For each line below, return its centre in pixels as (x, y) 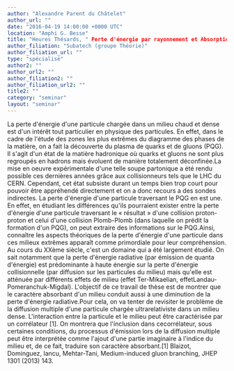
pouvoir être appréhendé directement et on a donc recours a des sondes (112, 190)
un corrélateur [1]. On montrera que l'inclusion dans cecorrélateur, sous (110, 324)
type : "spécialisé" (36, 59)
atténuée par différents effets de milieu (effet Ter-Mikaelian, (93, 279)
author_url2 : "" (31, 72)
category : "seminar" (37, 98)
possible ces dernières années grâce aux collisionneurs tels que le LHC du (114, 175)
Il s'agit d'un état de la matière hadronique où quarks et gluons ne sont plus (116, 153)
